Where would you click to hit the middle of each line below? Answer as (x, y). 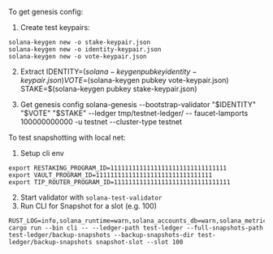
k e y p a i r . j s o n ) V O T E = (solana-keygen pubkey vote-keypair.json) (124, 80)
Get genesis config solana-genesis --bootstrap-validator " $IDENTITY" (138, 104)
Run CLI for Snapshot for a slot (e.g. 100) (88, 206)
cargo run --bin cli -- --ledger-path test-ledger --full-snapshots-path (136, 228)
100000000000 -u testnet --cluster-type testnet (101, 122)
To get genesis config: (46, 12)
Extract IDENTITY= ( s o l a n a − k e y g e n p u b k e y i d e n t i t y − (108, 71)
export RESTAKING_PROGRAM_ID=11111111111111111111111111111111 (118, 168)
